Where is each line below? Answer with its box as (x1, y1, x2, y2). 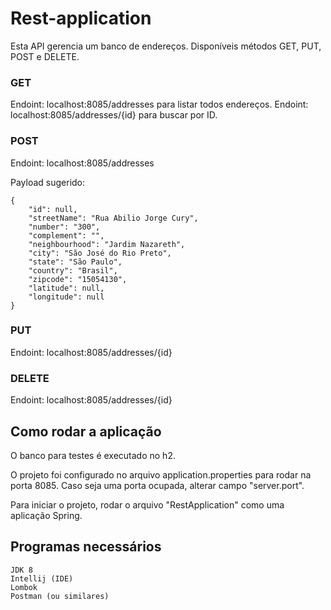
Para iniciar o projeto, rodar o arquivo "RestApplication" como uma (10, 498, 285, 511)
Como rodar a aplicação (10, 423, 162, 440)
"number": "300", (28, 222, 101, 232)
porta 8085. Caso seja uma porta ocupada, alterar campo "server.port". (10, 479, 305, 491)
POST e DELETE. (10, 50, 80, 62)
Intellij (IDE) (10, 573, 74, 584)
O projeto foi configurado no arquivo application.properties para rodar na (10, 468, 312, 481)
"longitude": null (28, 292, 105, 302)
